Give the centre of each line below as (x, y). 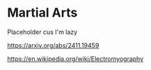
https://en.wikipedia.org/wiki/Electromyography (75, 59)
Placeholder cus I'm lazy (42, 32)
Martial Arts (42, 13)
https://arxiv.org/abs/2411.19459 (53, 45)
